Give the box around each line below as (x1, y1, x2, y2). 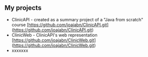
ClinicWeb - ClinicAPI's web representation (11, 32, 98, 38)
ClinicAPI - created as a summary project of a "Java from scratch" (11, 16, 144, 22)
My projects (4, 4, 42, 12)
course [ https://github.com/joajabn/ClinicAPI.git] (11, 22, 109, 28)
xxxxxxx (11, 47, 29, 53)
